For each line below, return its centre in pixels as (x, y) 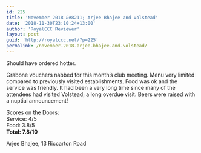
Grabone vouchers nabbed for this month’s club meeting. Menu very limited (100, 75)
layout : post (23, 35)
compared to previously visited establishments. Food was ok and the (92, 81)
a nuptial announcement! (37, 100)
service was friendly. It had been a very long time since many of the (91, 87)
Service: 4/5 (22, 118)
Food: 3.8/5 (21, 125)
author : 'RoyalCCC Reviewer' (43, 29)
